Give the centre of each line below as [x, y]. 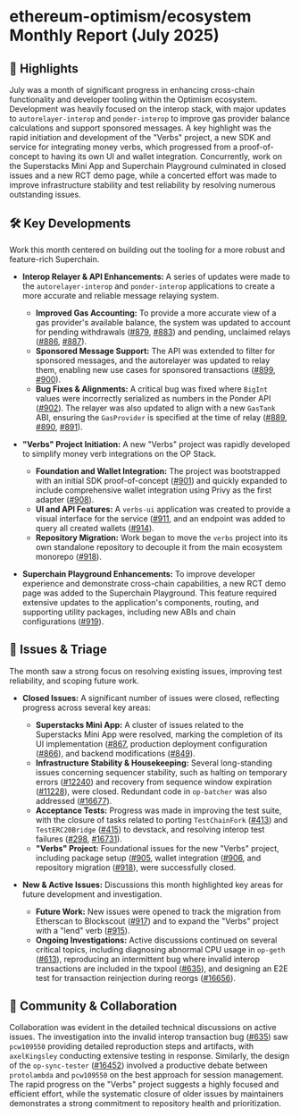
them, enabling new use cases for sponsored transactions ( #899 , [155, 369]
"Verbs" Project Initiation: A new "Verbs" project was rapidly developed [156, 444]
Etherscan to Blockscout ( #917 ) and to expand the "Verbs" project [157, 921]
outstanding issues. [46, 195]
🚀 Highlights [44, 68]
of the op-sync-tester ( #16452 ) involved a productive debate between [138, 1065]
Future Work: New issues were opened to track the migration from [158, 911]
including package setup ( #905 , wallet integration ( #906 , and [148, 858]
